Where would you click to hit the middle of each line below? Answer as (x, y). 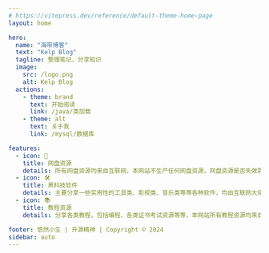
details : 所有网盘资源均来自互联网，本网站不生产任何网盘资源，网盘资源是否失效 (140, 171)
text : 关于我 (49, 127)
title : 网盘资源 (47, 163)
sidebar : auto (32, 237)
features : (25, 148)
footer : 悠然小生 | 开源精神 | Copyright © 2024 (86, 229)
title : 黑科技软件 (50, 186)
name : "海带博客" (42, 45)
